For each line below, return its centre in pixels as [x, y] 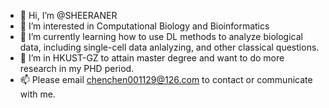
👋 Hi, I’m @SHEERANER [68, 15]
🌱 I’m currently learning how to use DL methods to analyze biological [161, 36]
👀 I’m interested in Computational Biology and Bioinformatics [144, 26]
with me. [37, 94]
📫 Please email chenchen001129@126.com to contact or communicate [166, 79]
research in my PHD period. [77, 68]
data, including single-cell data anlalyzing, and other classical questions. [169, 47]
